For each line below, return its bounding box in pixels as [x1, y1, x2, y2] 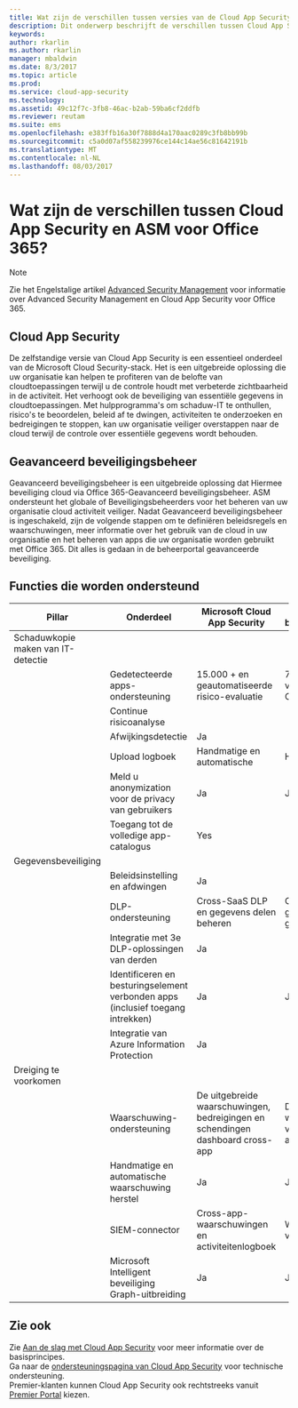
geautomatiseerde [196, 679, 273, 692]
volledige [109, 828, 148, 841]
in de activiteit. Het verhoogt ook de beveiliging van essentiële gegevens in [9, 390, 284, 401]
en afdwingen [109, 880, 167, 892]
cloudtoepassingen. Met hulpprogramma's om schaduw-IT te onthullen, [9, 400, 272, 411]
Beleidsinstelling [109, 868, 178, 881]
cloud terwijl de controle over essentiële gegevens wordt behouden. [9, 428, 259, 439]
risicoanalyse [109, 716, 166, 728]
